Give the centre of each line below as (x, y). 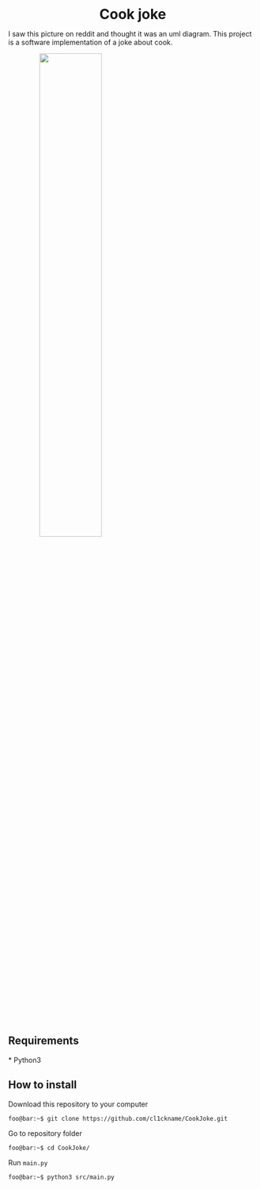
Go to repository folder (45, 1133)
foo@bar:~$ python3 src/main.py (61, 1177)
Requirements (43, 1041)
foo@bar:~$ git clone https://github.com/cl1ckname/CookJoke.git (118, 1118)
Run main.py (28, 1162)
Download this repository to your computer (78, 1104)
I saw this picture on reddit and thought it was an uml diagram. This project (130, 34)
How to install (43, 1085)
